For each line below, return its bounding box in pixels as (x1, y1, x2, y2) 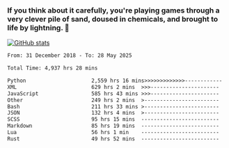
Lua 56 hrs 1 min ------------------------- (7, 129, 219, 136)
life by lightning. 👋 (7, 23, 70, 33)
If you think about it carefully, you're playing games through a (7, 6, 221, 15)
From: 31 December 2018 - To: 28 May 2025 (7, 52, 132, 59)
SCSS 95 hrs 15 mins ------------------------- (7, 116, 219, 123)
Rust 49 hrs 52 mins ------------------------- (7, 135, 219, 142)
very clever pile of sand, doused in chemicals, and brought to (7, 14, 219, 24)
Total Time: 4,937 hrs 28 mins (7, 65, 98, 72)
